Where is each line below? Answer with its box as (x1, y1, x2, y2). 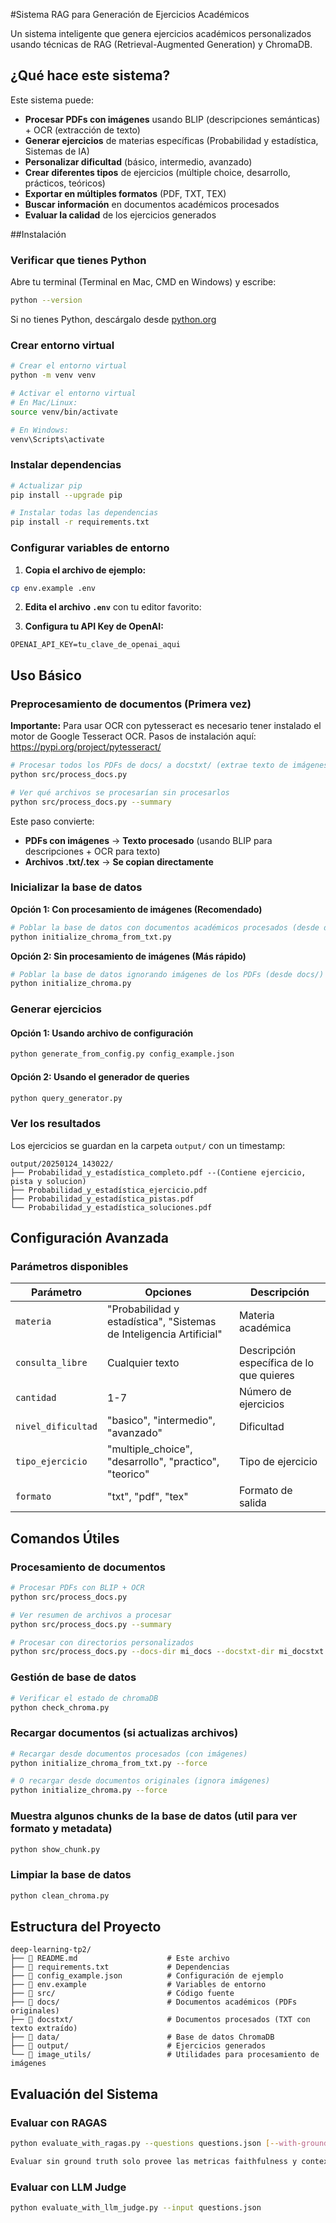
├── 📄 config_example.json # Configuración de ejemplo (10, 1971, 284, 1981)
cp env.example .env (10, 583, 97, 593)
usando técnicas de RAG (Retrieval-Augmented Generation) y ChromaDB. (10, 39, 313, 50)
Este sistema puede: (10, 94, 94, 106)
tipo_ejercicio (15, 1456, 88, 1468)
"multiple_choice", (106, 1442, 193, 1456)
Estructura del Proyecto (10, 1918, 162, 1935)
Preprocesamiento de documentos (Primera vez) (10, 697, 252, 711)
